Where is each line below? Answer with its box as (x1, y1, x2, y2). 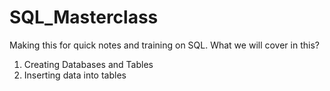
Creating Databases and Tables (23, 58, 154, 70)
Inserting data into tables (23, 69, 127, 81)
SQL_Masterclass (9, 6, 159, 29)
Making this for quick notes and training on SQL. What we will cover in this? (9, 39, 320, 51)
